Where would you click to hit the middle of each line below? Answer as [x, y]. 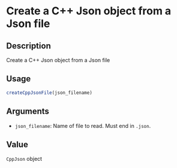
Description [28, 46]
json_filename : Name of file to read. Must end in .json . [83, 126]
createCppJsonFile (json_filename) [49, 93]
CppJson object [24, 159]
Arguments [28, 112]
